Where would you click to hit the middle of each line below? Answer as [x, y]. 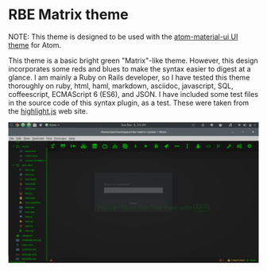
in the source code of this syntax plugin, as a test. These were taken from [129, 103]
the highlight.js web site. [48, 111]
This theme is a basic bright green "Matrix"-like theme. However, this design [133, 60]
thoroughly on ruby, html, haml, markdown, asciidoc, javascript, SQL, [121, 86]
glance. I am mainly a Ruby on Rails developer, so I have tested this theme [129, 77]
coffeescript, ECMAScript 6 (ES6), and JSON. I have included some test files [133, 94]
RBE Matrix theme [68, 15]
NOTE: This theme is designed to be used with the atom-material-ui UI [123, 37]
